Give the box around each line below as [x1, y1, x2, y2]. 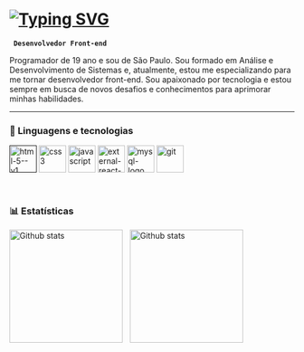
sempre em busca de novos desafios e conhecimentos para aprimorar [9, 83, 271, 94]
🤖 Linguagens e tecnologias [9, 124, 134, 137]
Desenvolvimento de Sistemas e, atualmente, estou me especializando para [9, 64, 291, 75]
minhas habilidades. [9, 93, 84, 104]
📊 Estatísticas [9, 205, 74, 217]
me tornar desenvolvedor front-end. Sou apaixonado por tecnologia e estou [9, 73, 292, 85]
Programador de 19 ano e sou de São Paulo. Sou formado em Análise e [9, 54, 274, 65]
